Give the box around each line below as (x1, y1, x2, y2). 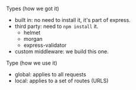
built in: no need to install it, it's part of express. (14, 17, 131, 23)
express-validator (23, 41, 67, 49)
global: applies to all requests (14, 71, 87, 78)
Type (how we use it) (6, 59, 57, 66)
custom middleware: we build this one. (14, 48, 109, 55)
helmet (23, 29, 41, 36)
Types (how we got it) (6, 5, 59, 12)
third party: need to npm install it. (14, 23, 99, 30)
